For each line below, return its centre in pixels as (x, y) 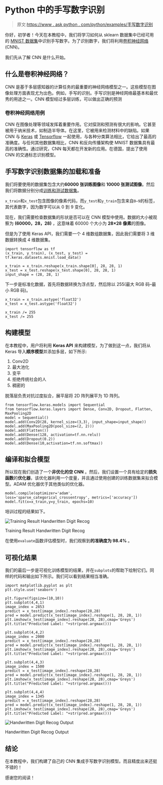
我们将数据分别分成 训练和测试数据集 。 (43, 190)
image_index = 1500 (25, 667)
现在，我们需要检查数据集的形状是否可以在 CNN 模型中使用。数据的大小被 (79, 217)
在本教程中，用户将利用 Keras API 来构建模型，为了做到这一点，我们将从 (78, 345)
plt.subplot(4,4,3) (25, 662)
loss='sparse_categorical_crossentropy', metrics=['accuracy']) (71, 498)
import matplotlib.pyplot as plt (39, 586)
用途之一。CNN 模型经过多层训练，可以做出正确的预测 (68, 99)
